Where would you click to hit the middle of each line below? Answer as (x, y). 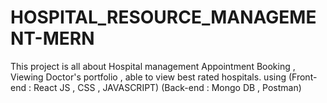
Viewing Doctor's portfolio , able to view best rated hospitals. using (148, 77)
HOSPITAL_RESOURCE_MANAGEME (163, 17)
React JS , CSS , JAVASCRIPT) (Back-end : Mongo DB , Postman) (167, 87)
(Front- (303, 77)
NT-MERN (52, 38)
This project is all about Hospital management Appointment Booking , (153, 66)
